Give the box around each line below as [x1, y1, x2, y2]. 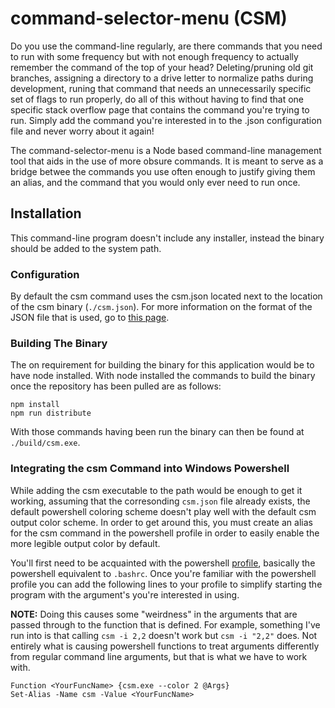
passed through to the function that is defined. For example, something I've [10, 618, 321, 631]
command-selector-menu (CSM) [10, 7, 288, 30]
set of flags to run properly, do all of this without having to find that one [10, 93, 305, 105]
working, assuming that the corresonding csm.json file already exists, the [10, 495, 311, 507]
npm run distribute [10, 408, 92, 419]
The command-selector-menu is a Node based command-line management [10, 144, 322, 156]
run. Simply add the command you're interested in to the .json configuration [10, 114, 322, 126]
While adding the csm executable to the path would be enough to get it [10, 484, 303, 496]
